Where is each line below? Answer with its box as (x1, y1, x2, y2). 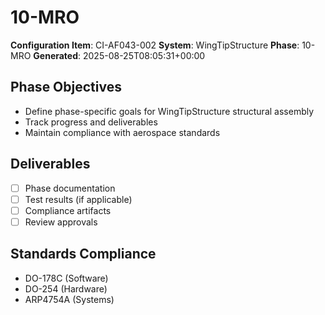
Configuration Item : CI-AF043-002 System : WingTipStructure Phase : (10, 39, 300, 51)
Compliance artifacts (24, 204, 112, 216)
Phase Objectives (10, 79, 122, 96)
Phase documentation (24, 182, 116, 194)
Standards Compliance (10, 246, 157, 263)
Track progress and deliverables (24, 116, 158, 128)
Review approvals (24, 216, 98, 228)
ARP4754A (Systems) (24, 293, 115, 305)
